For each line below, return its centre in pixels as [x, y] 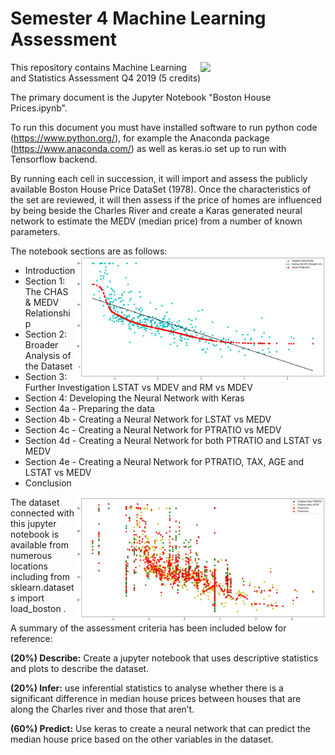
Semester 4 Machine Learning [138, 18]
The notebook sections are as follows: [89, 251]
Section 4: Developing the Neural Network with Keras [134, 398]
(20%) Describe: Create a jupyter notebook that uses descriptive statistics [164, 658]
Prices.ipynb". [39, 108]
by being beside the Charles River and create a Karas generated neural [156, 210]
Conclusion [48, 483]
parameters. [35, 231]
